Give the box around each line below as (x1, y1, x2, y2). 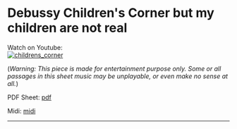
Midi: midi (7, 106, 36, 115)
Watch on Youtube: (7, 43, 63, 51)
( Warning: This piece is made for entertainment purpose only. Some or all (7, 64, 221, 73)
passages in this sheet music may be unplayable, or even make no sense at (7, 72, 228, 80)
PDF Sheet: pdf (7, 93, 51, 102)
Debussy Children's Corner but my (7, 5, 215, 21)
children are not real (7, 20, 128, 36)
